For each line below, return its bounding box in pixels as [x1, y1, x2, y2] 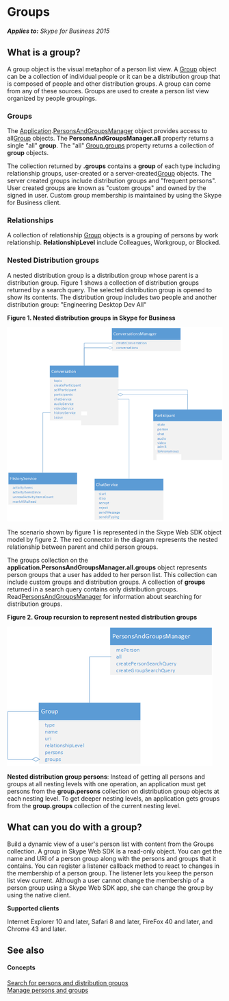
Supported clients [7, 904, 59, 912]
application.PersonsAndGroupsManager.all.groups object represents [7, 563, 207, 572]
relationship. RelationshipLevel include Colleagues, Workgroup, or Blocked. [7, 238, 221, 247]
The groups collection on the [7, 556, 89, 564]
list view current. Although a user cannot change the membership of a [7, 876, 204, 884]
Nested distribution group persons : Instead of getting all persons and [7, 773, 205, 781]
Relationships [7, 215, 54, 225]
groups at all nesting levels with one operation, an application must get [7, 779, 206, 788]
